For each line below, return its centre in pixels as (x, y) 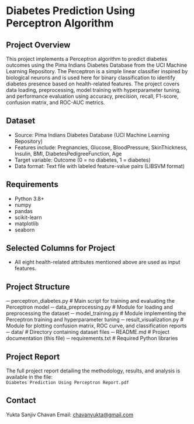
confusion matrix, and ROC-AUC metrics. (56, 102)
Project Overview (38, 45)
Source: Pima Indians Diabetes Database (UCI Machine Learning (92, 135)
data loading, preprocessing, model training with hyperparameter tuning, (93, 90)
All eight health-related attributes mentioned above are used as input (97, 262)
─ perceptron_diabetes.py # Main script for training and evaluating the (91, 301)
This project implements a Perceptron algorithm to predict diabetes (87, 59)
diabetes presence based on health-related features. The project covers (93, 84)
